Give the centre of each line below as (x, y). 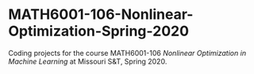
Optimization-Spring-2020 (98, 31)
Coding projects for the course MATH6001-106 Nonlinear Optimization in (127, 53)
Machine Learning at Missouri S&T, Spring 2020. (88, 61)
